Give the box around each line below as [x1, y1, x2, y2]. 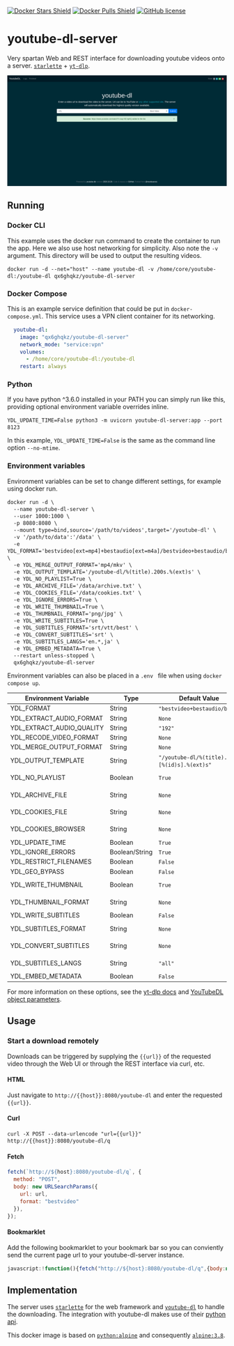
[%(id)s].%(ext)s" [158, 761, 212, 768]
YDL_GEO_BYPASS [10, 867, 65, 875]
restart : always [19, 363, 68, 370]
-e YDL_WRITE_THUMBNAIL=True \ [13, 603, 104, 610]
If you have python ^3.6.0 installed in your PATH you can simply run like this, [7, 395, 226, 404]
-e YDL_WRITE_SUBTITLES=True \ [13, 617, 104, 624]
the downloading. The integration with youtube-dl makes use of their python [7, 1310, 226, 1319]
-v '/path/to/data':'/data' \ [13, 533, 101, 540]
